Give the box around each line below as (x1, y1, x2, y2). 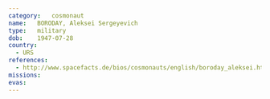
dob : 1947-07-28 (8, 34, 74, 42)
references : (8, 57, 48, 65)
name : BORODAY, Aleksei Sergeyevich (8, 19, 138, 27)
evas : (8, 78, 27, 86)
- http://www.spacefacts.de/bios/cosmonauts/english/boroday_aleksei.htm (15, 64, 268, 72)
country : (8, 42, 38, 49)
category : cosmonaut (8, 11, 84, 20)
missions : (8, 71, 42, 79)
